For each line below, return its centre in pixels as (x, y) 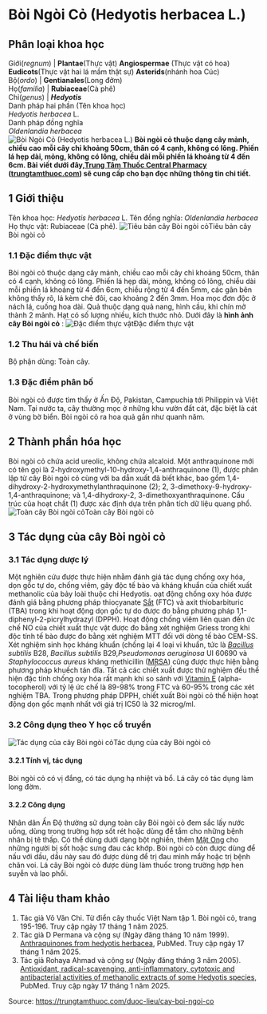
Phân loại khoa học (57, 44)
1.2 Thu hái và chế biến (53, 345)
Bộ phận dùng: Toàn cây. (49, 361)
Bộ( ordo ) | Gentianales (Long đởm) (65, 80)
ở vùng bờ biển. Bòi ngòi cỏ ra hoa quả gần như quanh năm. (107, 416)
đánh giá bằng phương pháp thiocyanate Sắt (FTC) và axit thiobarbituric (126, 602)
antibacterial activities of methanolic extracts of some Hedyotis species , (138, 977)
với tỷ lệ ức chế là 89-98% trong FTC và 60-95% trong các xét (151, 687)
